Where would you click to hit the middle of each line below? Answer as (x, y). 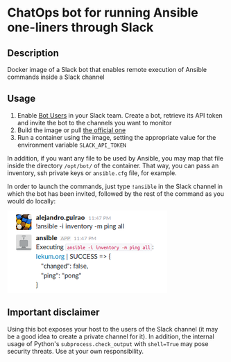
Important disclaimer (53, 313)
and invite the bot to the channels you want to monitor (94, 123)
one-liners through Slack (80, 27)
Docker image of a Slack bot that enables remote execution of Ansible (107, 70)
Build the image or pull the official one (71, 130)
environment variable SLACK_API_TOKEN (71, 145)
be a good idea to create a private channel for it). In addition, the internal (111, 336)
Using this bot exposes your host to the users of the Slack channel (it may (113, 329)
